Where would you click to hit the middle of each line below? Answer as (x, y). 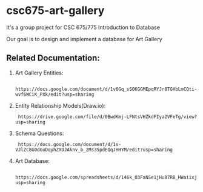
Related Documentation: (53, 58)
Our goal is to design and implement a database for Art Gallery (84, 39)
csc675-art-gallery (55, 11)
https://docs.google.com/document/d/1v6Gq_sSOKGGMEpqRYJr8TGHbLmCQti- (106, 89)
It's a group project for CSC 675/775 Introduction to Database (83, 27)
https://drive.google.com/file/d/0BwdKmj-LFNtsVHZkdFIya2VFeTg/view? (108, 117)
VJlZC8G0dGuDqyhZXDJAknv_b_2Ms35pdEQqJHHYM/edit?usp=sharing (94, 150)
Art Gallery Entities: (39, 73)
